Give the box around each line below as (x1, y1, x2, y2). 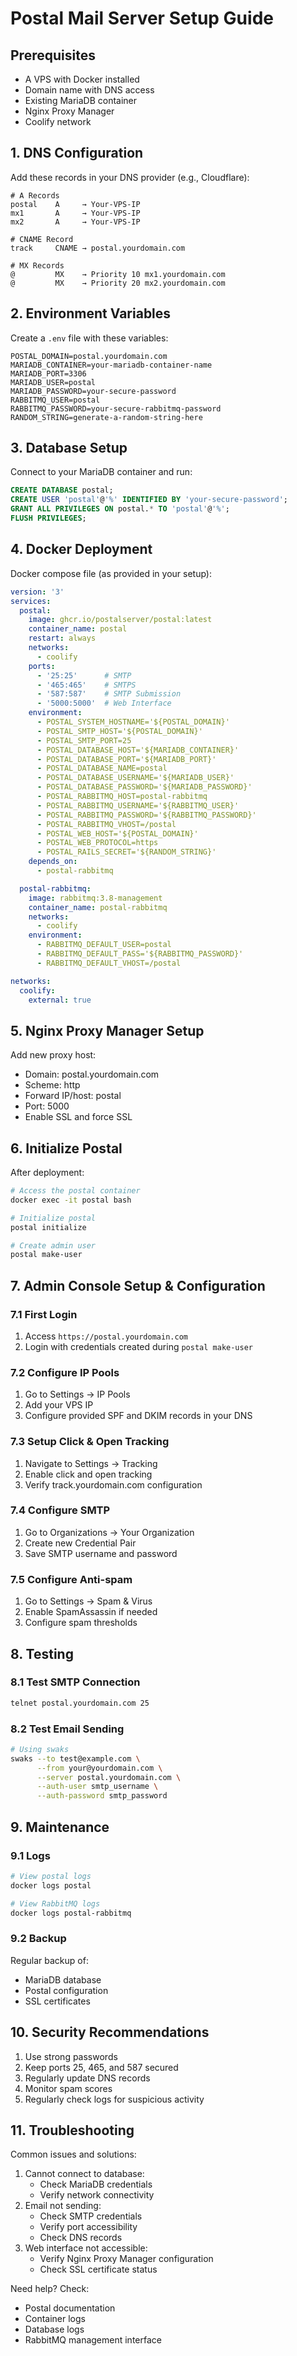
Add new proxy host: (10, 1049, 97, 1061)
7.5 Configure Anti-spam (10, 1572, 133, 1586)
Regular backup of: (10, 1954, 89, 1966)
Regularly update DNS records (24, 2072, 151, 2084)
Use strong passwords (24, 2050, 118, 2062)
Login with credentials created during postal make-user (24, 1340, 253, 1352)
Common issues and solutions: (10, 2148, 137, 2161)
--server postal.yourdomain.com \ (36, 1772, 182, 1782)
